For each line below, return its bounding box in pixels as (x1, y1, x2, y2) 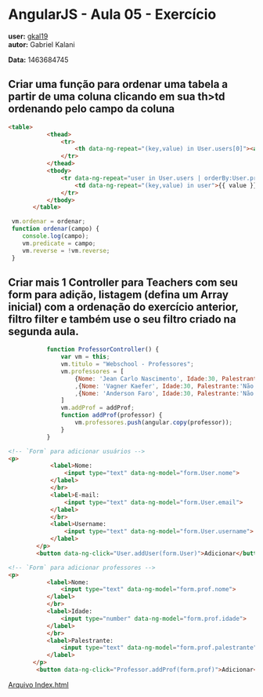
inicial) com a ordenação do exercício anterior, (8, 300, 239, 313)
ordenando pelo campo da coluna (8, 102, 175, 115)
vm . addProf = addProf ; (60, 404, 135, 412)
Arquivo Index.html (8, 680, 69, 689)
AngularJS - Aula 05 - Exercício (8, 5, 217, 24)
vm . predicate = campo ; (22, 239, 96, 247)
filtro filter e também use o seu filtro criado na (8, 312, 236, 326)
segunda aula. (8, 324, 80, 338)
